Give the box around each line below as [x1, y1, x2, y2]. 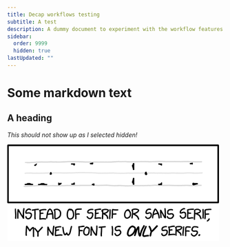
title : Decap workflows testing [7, 11, 100, 18]
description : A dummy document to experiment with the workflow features [7, 25, 224, 32]
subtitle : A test [7, 18, 57, 25]
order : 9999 [13, 40, 48, 47]
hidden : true [13, 47, 51, 54]
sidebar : [7, 33, 32, 40]
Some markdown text [7, 85, 132, 101]
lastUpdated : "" [7, 55, 54, 62]
